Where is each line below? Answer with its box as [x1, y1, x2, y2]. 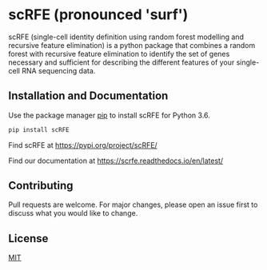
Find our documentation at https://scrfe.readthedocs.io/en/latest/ [8, 156, 224, 165]
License [8, 232, 49, 245]
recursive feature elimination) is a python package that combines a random [8, 40, 256, 50]
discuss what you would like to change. [8, 208, 138, 218]
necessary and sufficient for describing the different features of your [8, 58, 235, 67]
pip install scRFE [8, 125, 70, 133]
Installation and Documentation [8, 89, 169, 103]
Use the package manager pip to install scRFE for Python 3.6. [8, 110, 210, 120]
